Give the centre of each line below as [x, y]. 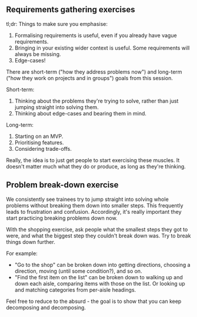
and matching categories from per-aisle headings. [75, 290]
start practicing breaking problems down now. [62, 218]
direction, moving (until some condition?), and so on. [78, 271]
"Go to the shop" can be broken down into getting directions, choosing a [102, 265]
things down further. [31, 242]
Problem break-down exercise [62, 185]
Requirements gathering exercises [71, 10]
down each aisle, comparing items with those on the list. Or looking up [100, 283]
